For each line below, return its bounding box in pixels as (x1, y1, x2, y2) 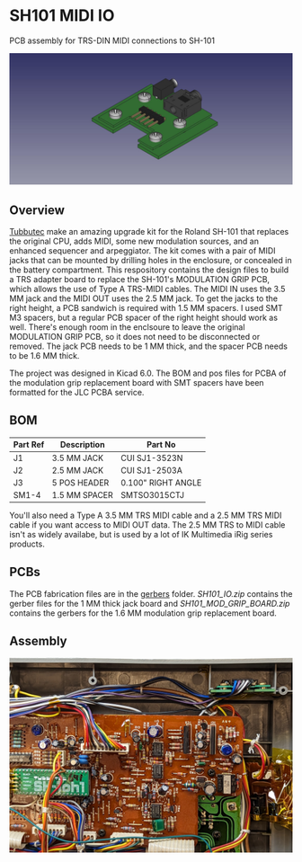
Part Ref (13, 440, 45, 450)
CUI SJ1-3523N (120, 452, 183, 463)
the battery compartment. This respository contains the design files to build (9, 264, 289, 275)
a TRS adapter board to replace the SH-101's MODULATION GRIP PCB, (9, 274, 271, 285)
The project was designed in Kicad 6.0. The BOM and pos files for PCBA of (9, 368, 287, 378)
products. (9, 538, 45, 549)
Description (59, 440, 105, 450)
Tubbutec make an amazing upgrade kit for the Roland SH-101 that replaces (9, 227, 289, 237)
